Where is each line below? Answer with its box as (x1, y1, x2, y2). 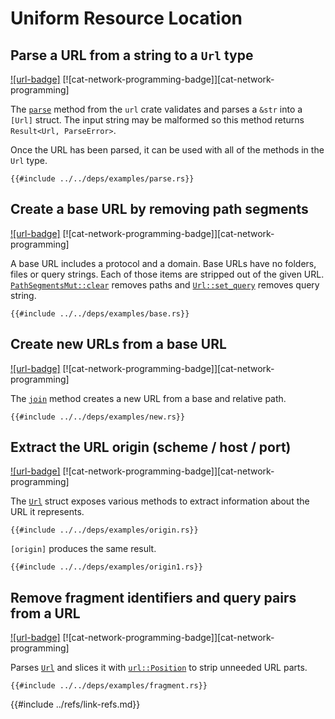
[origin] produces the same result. (10, 543, 157, 555)
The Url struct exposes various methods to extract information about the (10, 495, 310, 507)
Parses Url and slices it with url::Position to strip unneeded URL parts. (10, 662, 308, 674)
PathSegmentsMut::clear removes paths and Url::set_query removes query (10, 278, 320, 291)
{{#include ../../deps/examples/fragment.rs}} (10, 681, 208, 691)
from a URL (10, 605, 81, 622)
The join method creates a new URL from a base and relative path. (10, 392, 287, 404)
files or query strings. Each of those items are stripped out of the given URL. (10, 268, 325, 280)
